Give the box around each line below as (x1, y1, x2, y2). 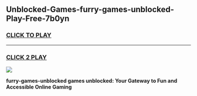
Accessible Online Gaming (6, 83, 72, 90)
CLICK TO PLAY (6, 31, 52, 40)
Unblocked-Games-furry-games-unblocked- (6, 5, 175, 15)
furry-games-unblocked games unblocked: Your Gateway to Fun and (6, 77, 178, 84)
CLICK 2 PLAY (6, 53, 47, 61)
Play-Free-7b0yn (6, 14, 70, 24)
